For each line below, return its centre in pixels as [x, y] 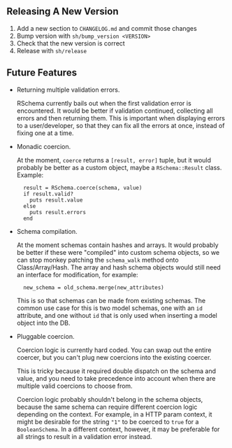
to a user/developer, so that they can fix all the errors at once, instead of [121, 125]
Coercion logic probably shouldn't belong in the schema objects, [110, 399]
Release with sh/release [52, 50]
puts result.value [56, 200]
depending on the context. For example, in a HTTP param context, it [114, 414]
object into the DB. [43, 323]
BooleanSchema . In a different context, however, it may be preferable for [118, 429]
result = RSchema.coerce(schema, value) [83, 188]
